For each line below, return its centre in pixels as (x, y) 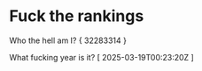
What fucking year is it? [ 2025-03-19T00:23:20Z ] (102, 57)
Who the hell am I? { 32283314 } (68, 40)
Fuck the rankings (77, 16)
